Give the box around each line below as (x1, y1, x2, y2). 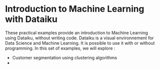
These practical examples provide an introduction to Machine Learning (5, 30, 148, 35)
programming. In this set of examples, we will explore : (5, 45, 115, 51)
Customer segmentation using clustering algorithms (12, 54, 117, 60)
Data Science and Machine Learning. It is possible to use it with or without (5, 40, 155, 46)
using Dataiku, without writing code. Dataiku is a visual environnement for (5, 35, 154, 41)
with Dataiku (5, 14, 58, 25)
